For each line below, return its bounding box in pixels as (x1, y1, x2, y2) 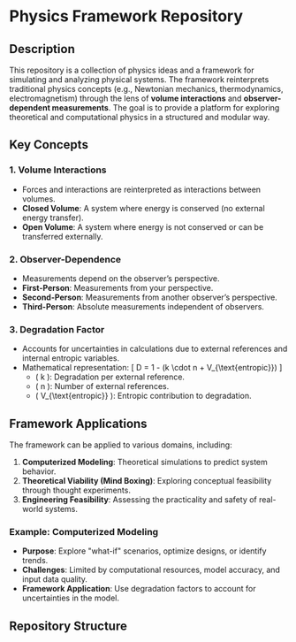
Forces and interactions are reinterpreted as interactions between (21, 184, 262, 195)
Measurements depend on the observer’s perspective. (21, 272, 220, 284)
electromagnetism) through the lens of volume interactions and (9, 93, 242, 103)
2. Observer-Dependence (9, 253, 122, 265)
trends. (21, 555, 49, 566)
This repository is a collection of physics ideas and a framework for (9, 65, 254, 75)
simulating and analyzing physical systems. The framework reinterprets (9, 74, 269, 85)
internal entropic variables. (21, 353, 120, 363)
